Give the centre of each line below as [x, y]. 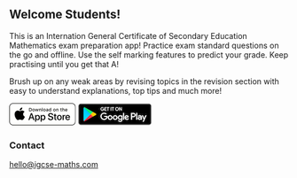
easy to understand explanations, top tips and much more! [116, 90]
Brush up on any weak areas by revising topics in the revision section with [144, 81]
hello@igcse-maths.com [54, 165]
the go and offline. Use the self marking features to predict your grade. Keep [149, 54]
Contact [27, 145]
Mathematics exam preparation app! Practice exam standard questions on [144, 45]
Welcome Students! [65, 15]
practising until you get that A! [64, 64]
